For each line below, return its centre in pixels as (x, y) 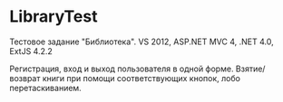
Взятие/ (250, 69)
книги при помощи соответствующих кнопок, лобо (141, 78)
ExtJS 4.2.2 (31, 51)
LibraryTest (54, 17)
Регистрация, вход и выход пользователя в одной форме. (122, 69)
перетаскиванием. (45, 88)
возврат (25, 78)
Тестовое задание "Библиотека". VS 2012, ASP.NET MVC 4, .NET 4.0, (141, 42)
